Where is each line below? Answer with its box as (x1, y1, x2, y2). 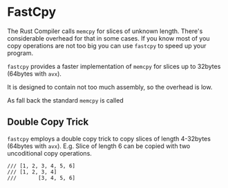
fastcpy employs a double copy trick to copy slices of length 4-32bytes (7, 134, 211, 143)
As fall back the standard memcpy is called (7, 96, 124, 104)
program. (7, 49, 34, 57)
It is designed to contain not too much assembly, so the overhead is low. (7, 83, 213, 91)
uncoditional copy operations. (7, 149, 92, 157)
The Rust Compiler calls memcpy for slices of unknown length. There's (7, 27, 203, 35)
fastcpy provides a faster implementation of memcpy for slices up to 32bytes (7, 62, 221, 70)
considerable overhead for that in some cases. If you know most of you (7, 34, 210, 42)
